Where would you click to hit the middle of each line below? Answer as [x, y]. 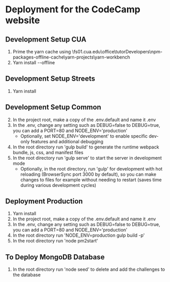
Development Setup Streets [50, 79]
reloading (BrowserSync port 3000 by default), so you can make [88, 174]
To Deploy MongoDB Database [55, 257]
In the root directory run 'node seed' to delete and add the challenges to [89, 269]
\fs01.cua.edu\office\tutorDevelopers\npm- [117, 52]
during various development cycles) [58, 185]
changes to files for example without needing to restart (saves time [91, 180]
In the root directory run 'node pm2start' [55, 241]
